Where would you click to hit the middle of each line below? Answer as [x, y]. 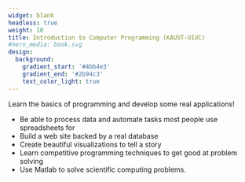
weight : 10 [26, 30]
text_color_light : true [61, 81]
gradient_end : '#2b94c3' [63, 74]
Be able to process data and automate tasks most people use [119, 119]
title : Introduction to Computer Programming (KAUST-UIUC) [107, 37]
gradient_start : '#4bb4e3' [66, 67]
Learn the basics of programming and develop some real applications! [122, 104]
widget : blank [31, 15]
